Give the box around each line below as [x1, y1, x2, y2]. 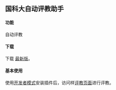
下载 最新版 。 [5, 55, 33, 61]
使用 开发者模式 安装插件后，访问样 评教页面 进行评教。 [5, 80, 114, 86]
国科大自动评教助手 [5, 4, 64, 13]
